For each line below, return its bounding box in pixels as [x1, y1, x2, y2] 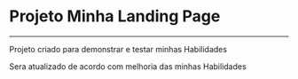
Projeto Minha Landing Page [9, 6, 221, 27]
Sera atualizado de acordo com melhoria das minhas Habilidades [9, 60, 247, 72]
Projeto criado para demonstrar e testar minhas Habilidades [9, 43, 228, 54]
